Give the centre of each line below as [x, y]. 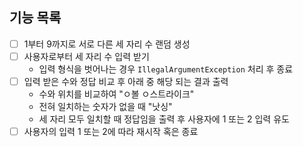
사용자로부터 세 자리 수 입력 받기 [86, 56]
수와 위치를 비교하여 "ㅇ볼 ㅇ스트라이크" [116, 94]
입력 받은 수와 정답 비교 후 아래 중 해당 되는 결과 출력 [126, 81]
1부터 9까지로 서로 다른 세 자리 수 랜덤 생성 [107, 44]
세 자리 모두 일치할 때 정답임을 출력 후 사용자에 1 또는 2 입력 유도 [164, 119]
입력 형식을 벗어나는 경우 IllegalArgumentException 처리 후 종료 [166, 69]
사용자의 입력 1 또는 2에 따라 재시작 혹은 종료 [111, 131]
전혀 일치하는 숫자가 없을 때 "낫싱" [105, 106]
